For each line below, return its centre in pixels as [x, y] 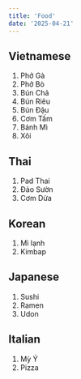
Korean [27, 224]
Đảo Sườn [37, 189]
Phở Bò [32, 84]
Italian [24, 340]
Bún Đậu [34, 110]
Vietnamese [40, 56]
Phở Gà [32, 76]
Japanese [34, 277]
